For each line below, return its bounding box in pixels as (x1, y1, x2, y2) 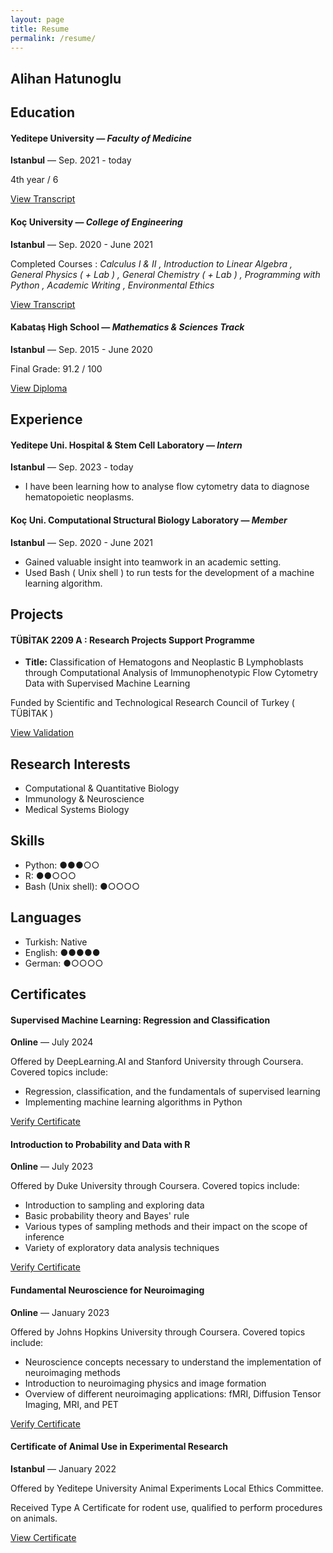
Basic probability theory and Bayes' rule (24, 1210, 190, 1222)
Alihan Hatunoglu (10, 70, 122, 87)
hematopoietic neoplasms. (24, 491, 135, 503)
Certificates (10, 986, 87, 1003)
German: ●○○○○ (24, 957, 104, 969)
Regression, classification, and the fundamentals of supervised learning (24, 1086, 321, 1098)
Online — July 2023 (10, 1161, 94, 1173)
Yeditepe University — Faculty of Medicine (10, 132, 192, 144)
